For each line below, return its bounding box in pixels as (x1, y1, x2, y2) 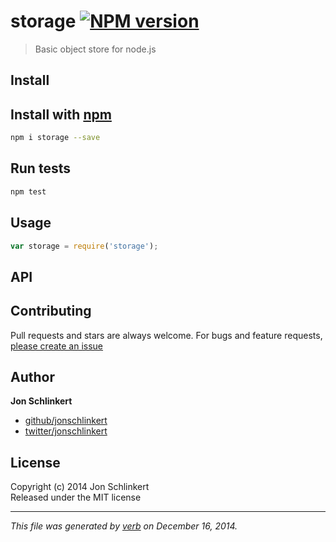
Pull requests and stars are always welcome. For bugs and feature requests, (10, 329, 323, 341)
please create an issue (10, 340, 104, 352)
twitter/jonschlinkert (24, 425, 108, 437)
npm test (10, 186, 47, 197)
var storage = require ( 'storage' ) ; (10, 241, 159, 251)
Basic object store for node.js (34, 43, 157, 55)
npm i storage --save (10, 133, 101, 143)
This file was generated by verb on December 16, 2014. (10, 520, 238, 532)
